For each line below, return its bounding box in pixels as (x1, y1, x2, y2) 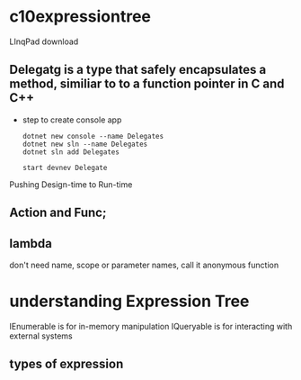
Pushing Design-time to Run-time (9, 178, 133, 190)
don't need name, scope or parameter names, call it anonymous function (9, 259, 279, 270)
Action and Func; (9, 205, 107, 221)
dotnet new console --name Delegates (22, 131, 164, 140)
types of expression (9, 357, 124, 372)
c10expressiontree (9, 6, 151, 27)
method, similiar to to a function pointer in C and (9, 77, 285, 92)
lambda (9, 236, 52, 251)
